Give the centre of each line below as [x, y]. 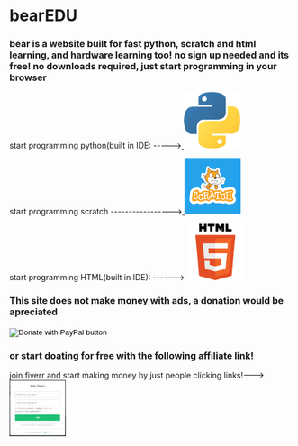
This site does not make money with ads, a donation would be [147, 301]
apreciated [34, 312]
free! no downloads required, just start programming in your [143, 67]
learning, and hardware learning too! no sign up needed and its [149, 55]
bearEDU [44, 16]
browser [28, 77]
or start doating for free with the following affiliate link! [131, 355]
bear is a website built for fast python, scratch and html [133, 44]
